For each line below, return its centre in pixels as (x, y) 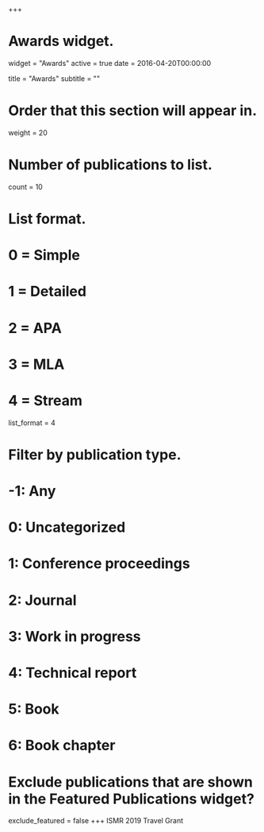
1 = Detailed (48, 292)
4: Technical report (73, 673)
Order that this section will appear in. (133, 111)
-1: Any (32, 491)
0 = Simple (44, 255)
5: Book (34, 709)
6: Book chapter (62, 746)
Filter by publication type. (95, 455)
